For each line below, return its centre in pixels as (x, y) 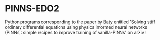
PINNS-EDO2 (32, 9)
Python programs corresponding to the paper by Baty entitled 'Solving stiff (80, 22)
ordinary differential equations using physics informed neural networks (76, 27)
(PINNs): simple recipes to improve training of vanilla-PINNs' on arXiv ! (76, 32)
